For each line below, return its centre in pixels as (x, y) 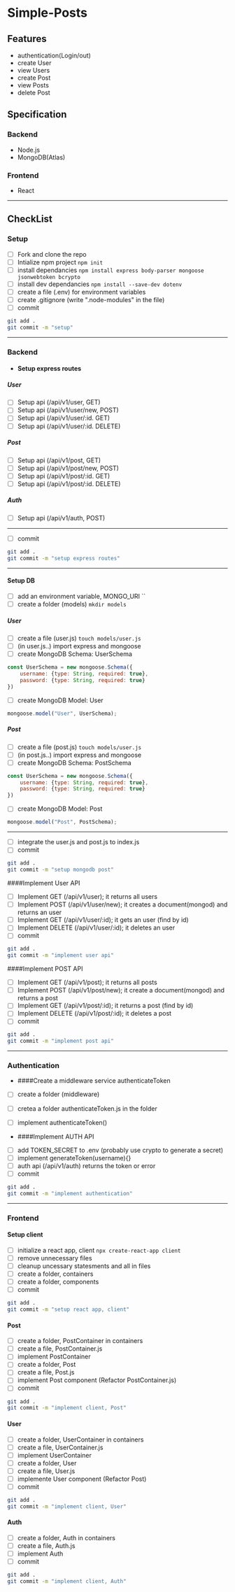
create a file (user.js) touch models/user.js (79, 638)
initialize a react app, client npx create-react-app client (99, 1250)
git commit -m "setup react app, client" (69, 1309)
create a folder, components (58, 1282)
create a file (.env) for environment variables (81, 292)
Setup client (25, 1235)
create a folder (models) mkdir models (72, 604)
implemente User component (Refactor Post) (82, 1479)
